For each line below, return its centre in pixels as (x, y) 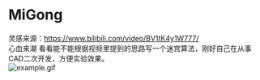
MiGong (36, 15)
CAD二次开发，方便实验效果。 (59, 58)
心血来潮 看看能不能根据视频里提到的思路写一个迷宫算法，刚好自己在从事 (130, 48)
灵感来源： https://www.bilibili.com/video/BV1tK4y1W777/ (104, 38)
